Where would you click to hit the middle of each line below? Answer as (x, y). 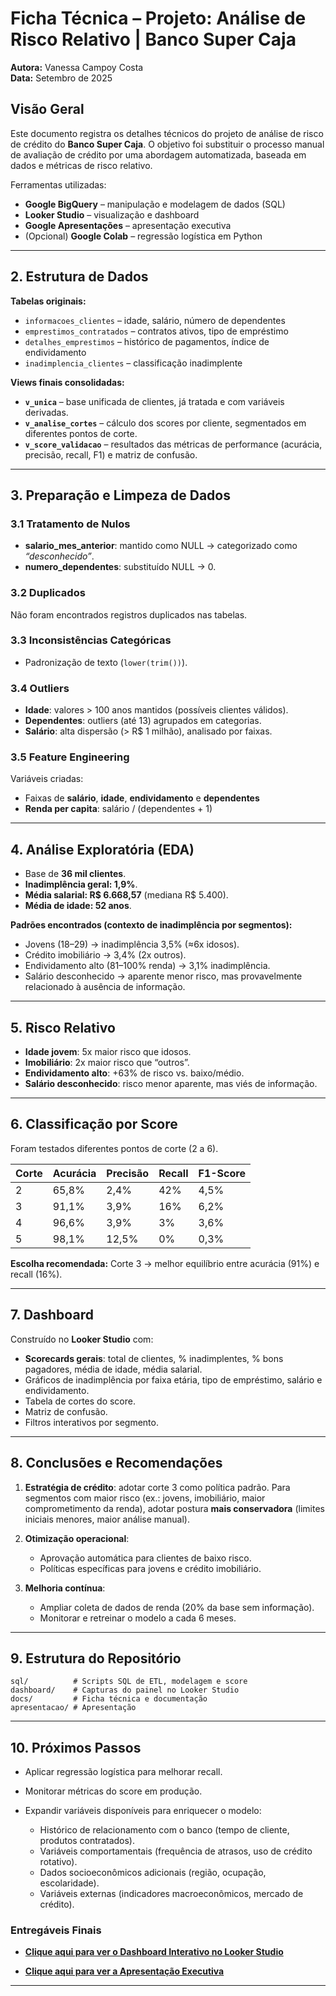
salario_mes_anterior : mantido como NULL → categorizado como (161, 546)
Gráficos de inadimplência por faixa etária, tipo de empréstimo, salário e (173, 1379)
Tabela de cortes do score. (80, 1401)
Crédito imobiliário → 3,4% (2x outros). (105, 955)
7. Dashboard (52, 1315)
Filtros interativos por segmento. (91, 1422)
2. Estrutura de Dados (79, 277)
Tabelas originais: (48, 301)
